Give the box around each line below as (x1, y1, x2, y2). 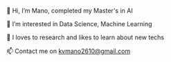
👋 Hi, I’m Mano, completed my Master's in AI (6, 7, 133, 14)
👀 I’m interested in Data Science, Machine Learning (6, 20, 152, 28)
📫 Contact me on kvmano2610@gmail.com (6, 47, 131, 55)
